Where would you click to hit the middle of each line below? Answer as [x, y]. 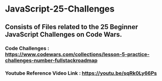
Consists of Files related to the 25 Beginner [72, 27]
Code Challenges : [27, 48]
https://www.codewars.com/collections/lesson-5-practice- [77, 54]
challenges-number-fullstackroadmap [51, 60]
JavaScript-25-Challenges [60, 9]
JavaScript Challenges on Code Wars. [64, 34]
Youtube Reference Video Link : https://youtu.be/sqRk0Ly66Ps [81, 73]
